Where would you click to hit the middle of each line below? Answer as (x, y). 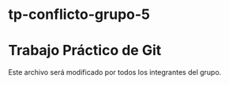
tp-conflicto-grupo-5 (79, 15)
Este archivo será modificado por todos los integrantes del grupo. (115, 72)
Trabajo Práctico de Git (85, 51)
